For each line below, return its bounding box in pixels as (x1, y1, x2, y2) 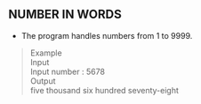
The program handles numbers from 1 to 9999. (20, 30, 193, 41)
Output (29, 75, 56, 86)
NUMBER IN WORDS (8, 7, 122, 22)
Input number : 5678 (29, 66, 106, 77)
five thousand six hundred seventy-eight (29, 85, 180, 95)
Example (29, 48, 63, 58)
